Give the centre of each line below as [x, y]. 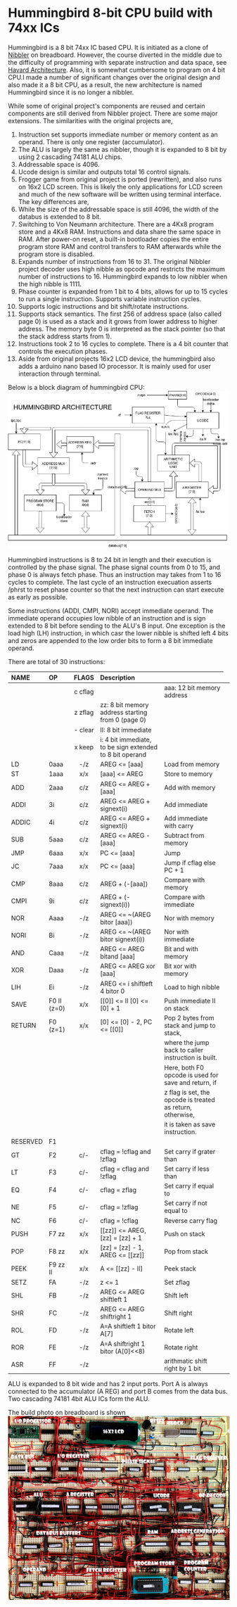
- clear [84, 730]
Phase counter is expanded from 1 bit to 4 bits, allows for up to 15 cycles [123, 291]
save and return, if [191, 1082]
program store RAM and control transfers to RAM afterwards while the [120, 246]
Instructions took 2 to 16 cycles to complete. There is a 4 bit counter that [123, 343]
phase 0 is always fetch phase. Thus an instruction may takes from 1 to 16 [115, 575]
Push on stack [185, 1234]
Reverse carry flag [191, 1220]
